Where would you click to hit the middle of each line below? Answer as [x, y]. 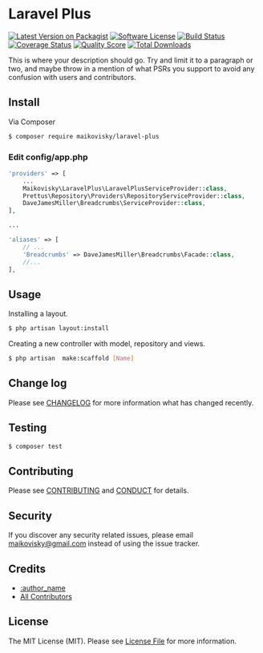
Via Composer [32, 122]
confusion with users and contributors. [72, 77]
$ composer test [35, 446]
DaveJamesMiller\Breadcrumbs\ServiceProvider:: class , [114, 204]
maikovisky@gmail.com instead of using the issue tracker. [104, 544]
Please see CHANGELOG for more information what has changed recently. [131, 402]
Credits [27, 568]
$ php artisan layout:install [59, 329]
